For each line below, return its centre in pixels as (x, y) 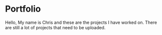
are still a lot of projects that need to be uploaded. (55, 27)
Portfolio (23, 9)
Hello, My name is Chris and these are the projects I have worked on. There (81, 22)
